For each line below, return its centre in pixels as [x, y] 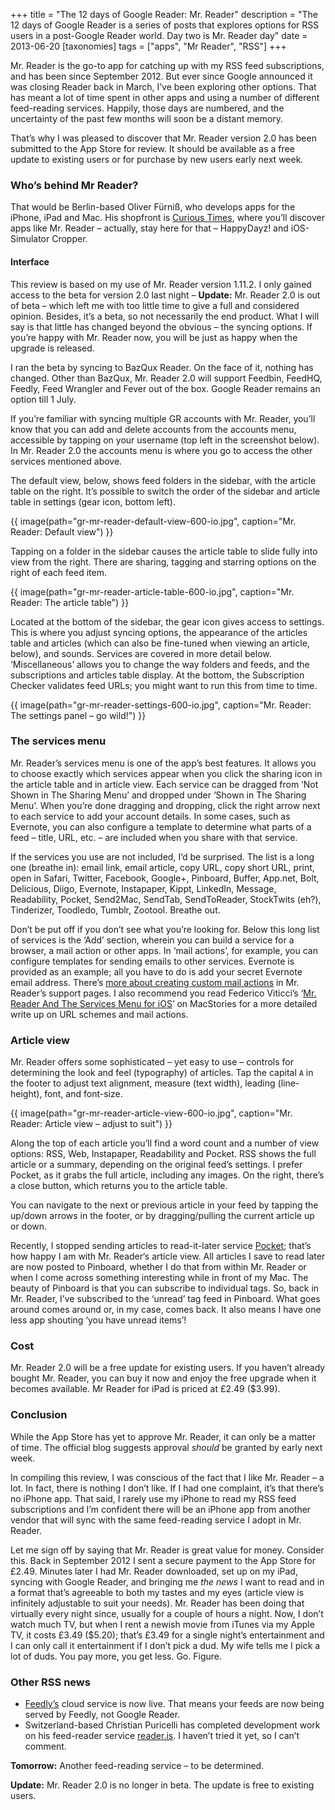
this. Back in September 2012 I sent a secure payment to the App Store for [163, 1560]
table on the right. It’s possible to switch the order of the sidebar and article [165, 491]
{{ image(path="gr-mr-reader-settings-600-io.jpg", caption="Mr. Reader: [161, 705]
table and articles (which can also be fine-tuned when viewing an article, [160, 643]
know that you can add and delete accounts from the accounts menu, [153, 429]
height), [26, 1094]
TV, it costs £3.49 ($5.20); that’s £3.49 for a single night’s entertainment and [167, 1635]
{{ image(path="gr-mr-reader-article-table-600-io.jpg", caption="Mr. [152, 591]
